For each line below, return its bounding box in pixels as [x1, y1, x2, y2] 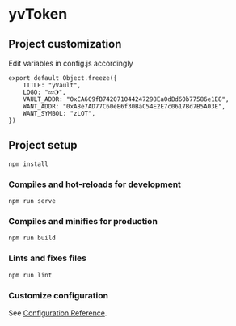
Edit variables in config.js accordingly [8, 58, 133, 68]
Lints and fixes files [8, 252, 87, 264]
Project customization [8, 37, 122, 51]
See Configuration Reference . [8, 308, 107, 318]
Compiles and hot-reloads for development [8, 179, 182, 190]
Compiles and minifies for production [8, 216, 158, 227]
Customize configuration [8, 290, 109, 301]
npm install [8, 159, 48, 168]
